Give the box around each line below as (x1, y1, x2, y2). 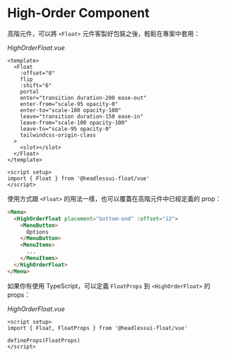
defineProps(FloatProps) (7, 336, 81, 344)
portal (20, 88, 40, 95)
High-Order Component (7, 5, 150, 21)
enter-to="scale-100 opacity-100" (20, 106, 121, 114)
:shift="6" (20, 81, 52, 89)
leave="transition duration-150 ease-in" (20, 113, 143, 120)
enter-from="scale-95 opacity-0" (20, 101, 119, 108)
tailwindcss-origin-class (20, 131, 97, 139)
